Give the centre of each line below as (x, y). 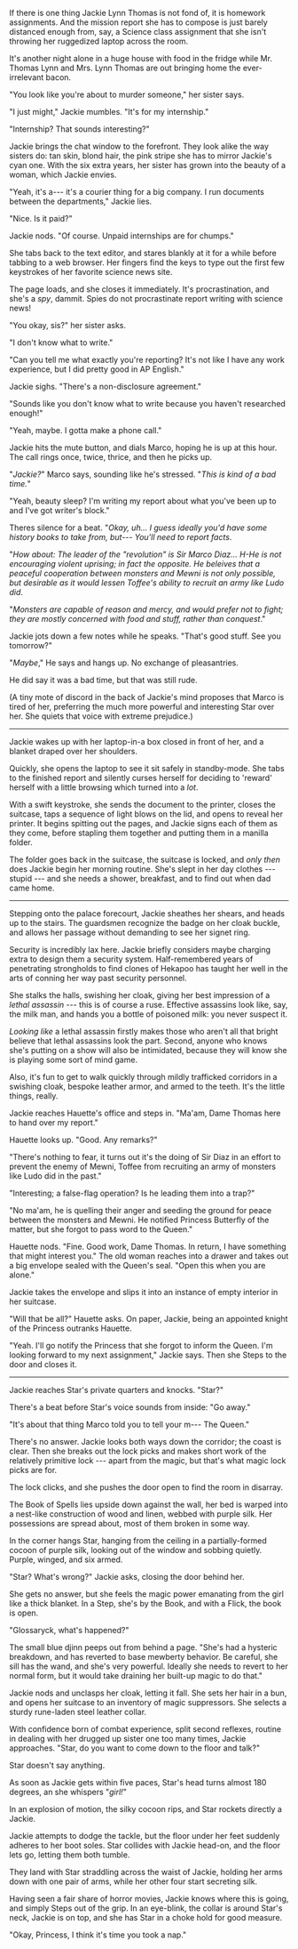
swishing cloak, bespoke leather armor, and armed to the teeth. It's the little (147, 1086)
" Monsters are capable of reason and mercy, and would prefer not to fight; (146, 609)
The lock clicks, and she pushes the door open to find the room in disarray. (146, 1487)
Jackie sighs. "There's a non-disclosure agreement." (106, 387)
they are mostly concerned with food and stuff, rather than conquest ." (137, 619)
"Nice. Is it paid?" (41, 218)
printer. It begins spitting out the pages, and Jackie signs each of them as (143, 823)
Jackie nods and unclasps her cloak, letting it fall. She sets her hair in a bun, (148, 1693)
